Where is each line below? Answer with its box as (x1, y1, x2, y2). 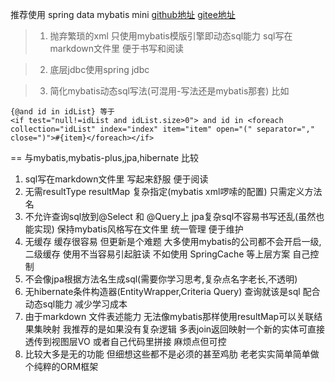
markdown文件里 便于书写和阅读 (49, 43, 184, 54)
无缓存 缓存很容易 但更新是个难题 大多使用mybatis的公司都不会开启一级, (24, 236, 322, 247)
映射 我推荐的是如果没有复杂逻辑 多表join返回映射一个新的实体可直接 (42, 323, 326, 335)
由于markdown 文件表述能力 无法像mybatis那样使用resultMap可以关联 (24, 311, 315, 322)
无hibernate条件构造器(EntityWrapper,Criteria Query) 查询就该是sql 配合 (24, 286, 321, 297)
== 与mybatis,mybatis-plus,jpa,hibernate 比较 (10, 152, 200, 163)
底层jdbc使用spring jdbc (49, 64, 150, 75)
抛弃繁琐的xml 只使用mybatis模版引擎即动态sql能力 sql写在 (49, 30, 293, 42)
